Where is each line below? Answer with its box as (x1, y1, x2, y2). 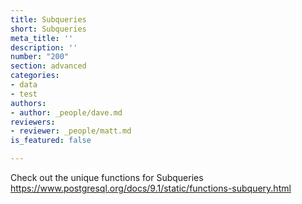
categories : (10, 71, 60, 81)
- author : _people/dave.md (10, 107, 123, 118)
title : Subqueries (10, 14, 87, 25)
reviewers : (10, 117, 56, 127)
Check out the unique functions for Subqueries (10, 172, 204, 183)
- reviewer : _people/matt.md (10, 126, 132, 136)
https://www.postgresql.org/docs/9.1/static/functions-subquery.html (10, 182, 292, 194)
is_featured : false (10, 136, 92, 146)
